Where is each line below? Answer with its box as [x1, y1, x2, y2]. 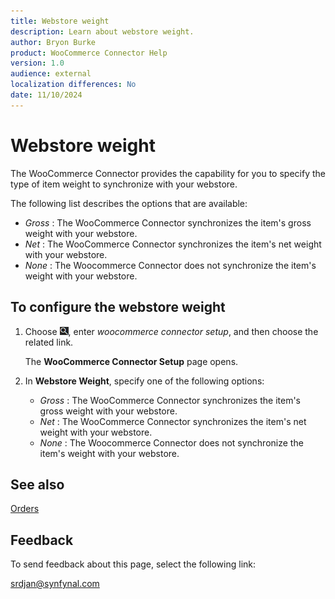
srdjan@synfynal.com [10, 578, 100, 590]
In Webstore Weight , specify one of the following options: [24, 375, 265, 387]
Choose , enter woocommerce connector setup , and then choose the [24, 325, 319, 337]
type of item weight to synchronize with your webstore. [10, 178, 238, 190]
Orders [10, 503, 40, 515]
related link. [24, 336, 74, 348]
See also [10, 476, 65, 493]
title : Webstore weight [10, 16, 110, 26]
